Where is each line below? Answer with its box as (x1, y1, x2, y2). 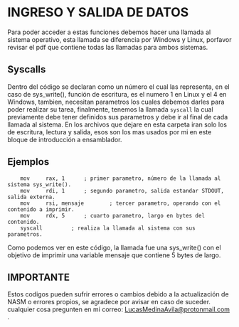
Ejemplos (7, 156, 50, 168)
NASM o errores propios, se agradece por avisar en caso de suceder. (7, 298, 211, 306)
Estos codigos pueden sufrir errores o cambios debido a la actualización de (7, 290, 229, 299)
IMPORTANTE (7, 271, 70, 283)
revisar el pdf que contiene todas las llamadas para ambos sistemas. (7, 43, 208, 51)
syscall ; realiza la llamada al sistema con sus (20, 225, 196, 232)
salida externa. (7, 193, 55, 200)
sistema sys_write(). (7, 181, 72, 188)
